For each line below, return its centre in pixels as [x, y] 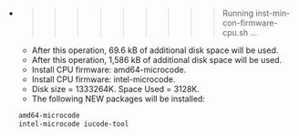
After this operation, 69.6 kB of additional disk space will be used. [155, 50]
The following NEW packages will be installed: [118, 99]
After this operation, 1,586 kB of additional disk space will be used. [157, 60]
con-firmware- [250, 23]
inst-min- [273, 13]
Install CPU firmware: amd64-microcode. [109, 69]
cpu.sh [235, 32]
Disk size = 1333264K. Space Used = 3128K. [116, 89]
